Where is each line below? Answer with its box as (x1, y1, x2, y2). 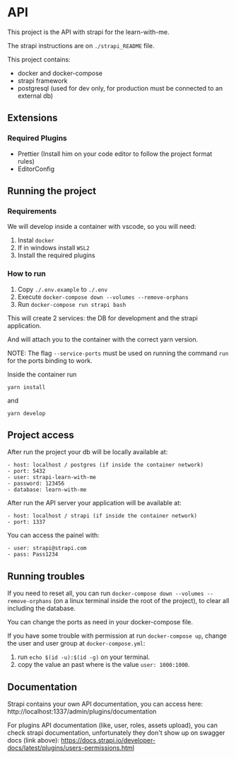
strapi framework (17, 76, 69, 85)
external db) (17, 91, 54, 100)
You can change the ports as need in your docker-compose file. (7, 618, 193, 626)
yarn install (7, 383, 46, 390)
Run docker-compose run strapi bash (17, 300, 126, 308)
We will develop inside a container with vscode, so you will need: (7, 223, 196, 231)
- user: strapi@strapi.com (7, 545, 87, 552)
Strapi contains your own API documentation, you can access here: (7, 699, 203, 709)
